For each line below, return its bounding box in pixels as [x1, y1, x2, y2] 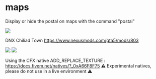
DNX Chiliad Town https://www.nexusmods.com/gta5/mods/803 [5, 37, 139, 43]
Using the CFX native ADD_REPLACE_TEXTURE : [5, 57, 106, 63]
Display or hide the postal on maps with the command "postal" [5, 18, 135, 24]
